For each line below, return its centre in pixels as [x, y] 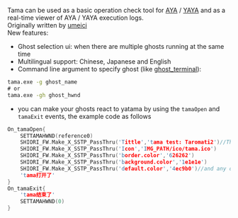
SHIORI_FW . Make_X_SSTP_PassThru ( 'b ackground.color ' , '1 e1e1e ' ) [114, 162]
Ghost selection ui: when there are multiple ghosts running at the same [121, 46]
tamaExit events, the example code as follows [84, 116]
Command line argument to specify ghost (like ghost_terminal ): [109, 69]
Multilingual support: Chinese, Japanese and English [94, 62]
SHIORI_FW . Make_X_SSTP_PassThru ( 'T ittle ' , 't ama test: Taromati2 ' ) [120, 142]
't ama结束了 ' [38, 195]
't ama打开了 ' [38, 175]
